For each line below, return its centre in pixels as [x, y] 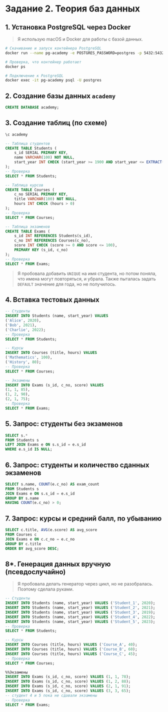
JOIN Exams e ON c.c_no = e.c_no [40, 539]
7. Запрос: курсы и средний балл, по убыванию [83, 518]
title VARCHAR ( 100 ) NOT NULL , [46, 199]
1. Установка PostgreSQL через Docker [68, 27]
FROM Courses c [21, 534]
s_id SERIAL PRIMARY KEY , [41, 153]
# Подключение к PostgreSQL [34, 75]
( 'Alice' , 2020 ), [23, 320]
